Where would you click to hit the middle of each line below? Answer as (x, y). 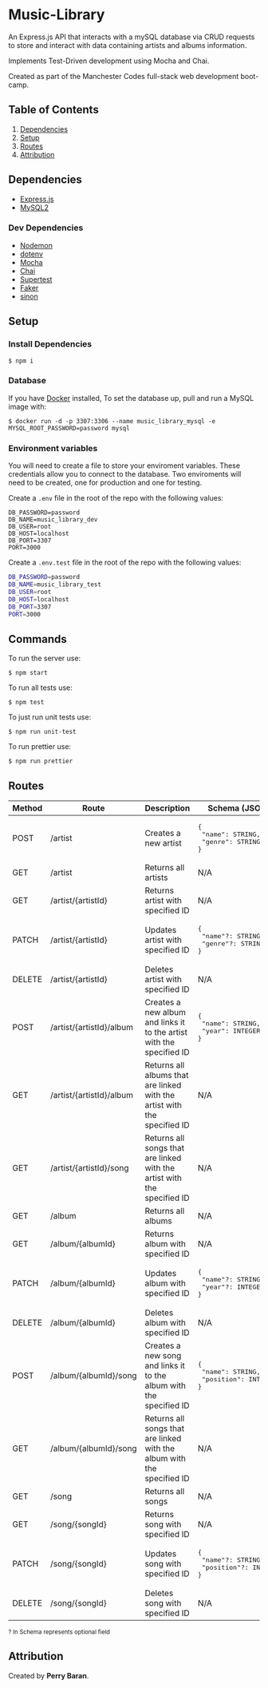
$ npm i (21, 361)
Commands (38, 639)
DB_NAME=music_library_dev (53, 520)
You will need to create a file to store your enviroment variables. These (124, 466)
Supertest (36, 279)
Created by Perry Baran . (49, 1675)
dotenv (32, 254)
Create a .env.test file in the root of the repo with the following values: (125, 563)
